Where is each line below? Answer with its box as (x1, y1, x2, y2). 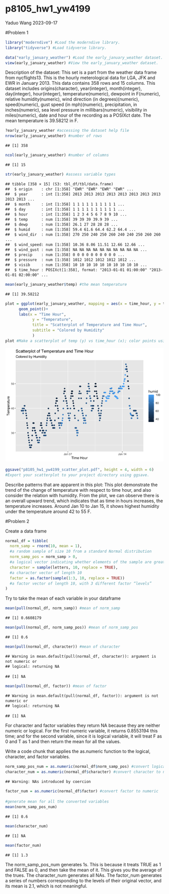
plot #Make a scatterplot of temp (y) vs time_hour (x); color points (5, 338, 156, 343)
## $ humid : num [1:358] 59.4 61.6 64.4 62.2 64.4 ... (5, 227, 136, 232)
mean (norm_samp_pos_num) (5, 805, 57, 810)
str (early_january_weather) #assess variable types (5, 172, 116, 177)
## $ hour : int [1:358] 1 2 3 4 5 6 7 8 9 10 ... (5, 212, 127, 217)
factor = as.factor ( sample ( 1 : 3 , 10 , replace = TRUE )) (10, 575, 125, 581)
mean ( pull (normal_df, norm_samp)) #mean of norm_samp (5, 606, 121, 611)
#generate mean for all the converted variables (5, 799, 109, 804)
